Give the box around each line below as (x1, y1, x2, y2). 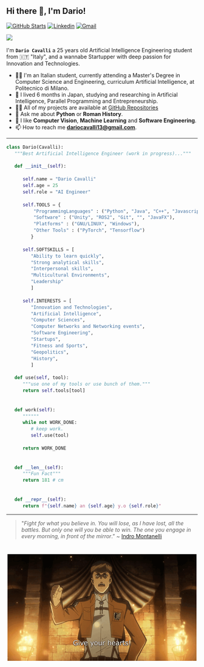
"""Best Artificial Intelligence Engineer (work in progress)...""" (14, 150, 191, 157)
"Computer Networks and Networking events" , (30, 323, 146, 330)
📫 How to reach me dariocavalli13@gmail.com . (15, 123, 137, 131)
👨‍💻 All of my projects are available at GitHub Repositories (15, 104, 159, 111)
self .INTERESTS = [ (22, 298, 72, 304)
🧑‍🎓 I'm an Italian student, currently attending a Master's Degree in (15, 71, 180, 79)
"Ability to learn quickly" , (30, 253, 104, 259)
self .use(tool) (30, 433, 69, 439)
